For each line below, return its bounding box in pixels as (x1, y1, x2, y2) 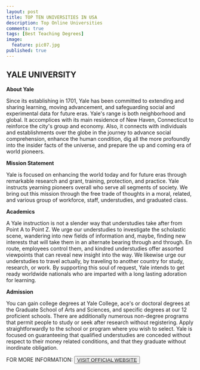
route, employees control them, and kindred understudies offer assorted (6, 245, 184, 252)
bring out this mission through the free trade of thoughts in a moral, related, (6, 190, 192, 197)
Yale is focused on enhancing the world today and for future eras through (6, 171, 187, 178)
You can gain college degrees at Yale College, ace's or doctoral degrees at (6, 300, 190, 307)
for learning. (6, 276, 36, 283)
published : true (6, 48, 47, 54)
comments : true (6, 25, 44, 32)
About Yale (6, 85, 35, 92)
